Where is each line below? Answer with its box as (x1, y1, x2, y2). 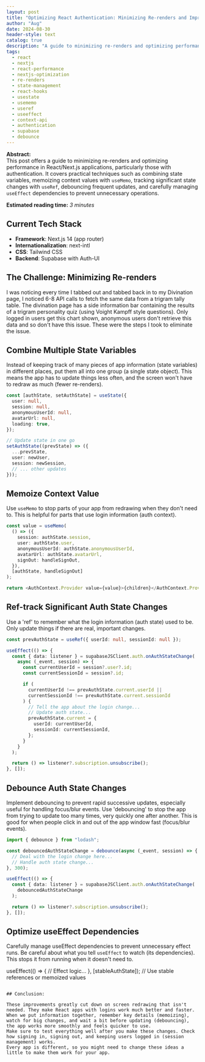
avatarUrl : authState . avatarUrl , (17, 551, 103, 557)
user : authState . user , (17, 540, 75, 546)
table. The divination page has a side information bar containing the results (6, 302, 195, 309)
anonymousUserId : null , (12, 410, 72, 416)
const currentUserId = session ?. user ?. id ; (22, 665, 132, 671)
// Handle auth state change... (12, 859, 95, 865)
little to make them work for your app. (6, 1050, 111, 1056)
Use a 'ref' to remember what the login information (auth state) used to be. (6, 618, 194, 626)
